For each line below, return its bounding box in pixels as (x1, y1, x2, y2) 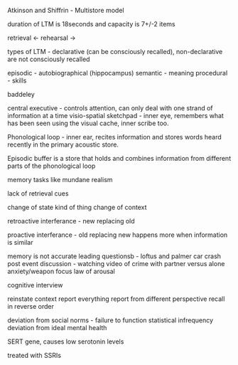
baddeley (7, 90, 36, 98)
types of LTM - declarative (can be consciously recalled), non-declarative (7, 48, 223, 55)
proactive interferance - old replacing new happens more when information (7, 231, 228, 239)
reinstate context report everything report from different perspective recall (7, 295, 225, 303)
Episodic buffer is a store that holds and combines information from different (7, 154, 232, 162)
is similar (7, 238, 33, 246)
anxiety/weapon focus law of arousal (7, 267, 115, 275)
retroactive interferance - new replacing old (7, 217, 135, 225)
